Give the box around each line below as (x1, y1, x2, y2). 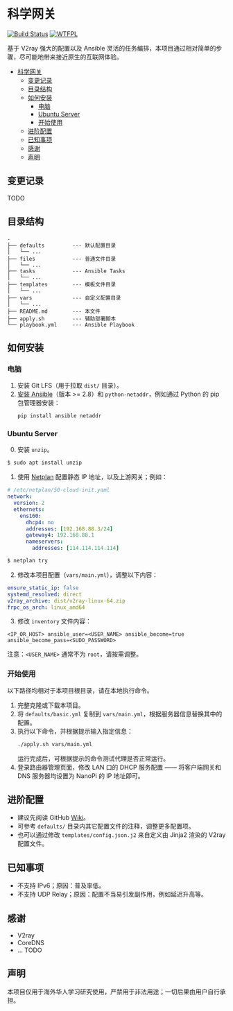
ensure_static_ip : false (7, 584, 79, 591)
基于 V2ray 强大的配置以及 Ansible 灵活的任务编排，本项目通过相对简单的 (7, 44, 216, 52)
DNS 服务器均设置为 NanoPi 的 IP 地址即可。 (17, 771, 144, 780)
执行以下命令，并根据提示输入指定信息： (17, 727, 133, 735)
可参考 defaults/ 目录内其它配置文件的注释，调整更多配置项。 (17, 822, 196, 831)
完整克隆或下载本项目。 (17, 701, 85, 709)
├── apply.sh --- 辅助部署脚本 (7, 315, 116, 322)
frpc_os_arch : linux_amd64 (7, 604, 85, 611)
